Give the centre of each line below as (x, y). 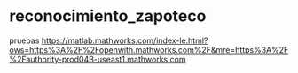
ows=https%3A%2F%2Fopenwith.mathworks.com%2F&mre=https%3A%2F (149, 49)
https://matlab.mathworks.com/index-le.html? (125, 40)
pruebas (24, 40)
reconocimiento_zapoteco (108, 16)
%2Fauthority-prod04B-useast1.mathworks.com (98, 59)
